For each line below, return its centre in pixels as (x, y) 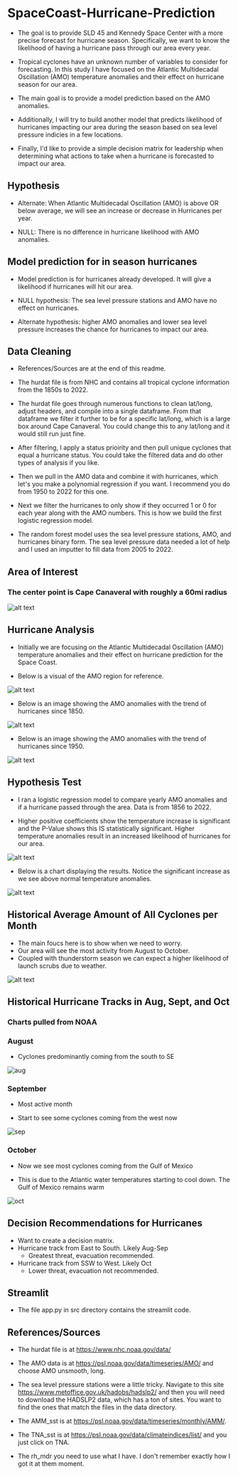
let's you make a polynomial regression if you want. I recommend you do (124, 484)
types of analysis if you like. (58, 463)
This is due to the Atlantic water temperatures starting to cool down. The (124, 1179)
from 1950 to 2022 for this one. (63, 491)
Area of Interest (43, 571)
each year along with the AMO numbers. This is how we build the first (120, 513)
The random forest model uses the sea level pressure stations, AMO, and (124, 534)
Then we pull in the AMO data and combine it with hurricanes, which (118, 476)
